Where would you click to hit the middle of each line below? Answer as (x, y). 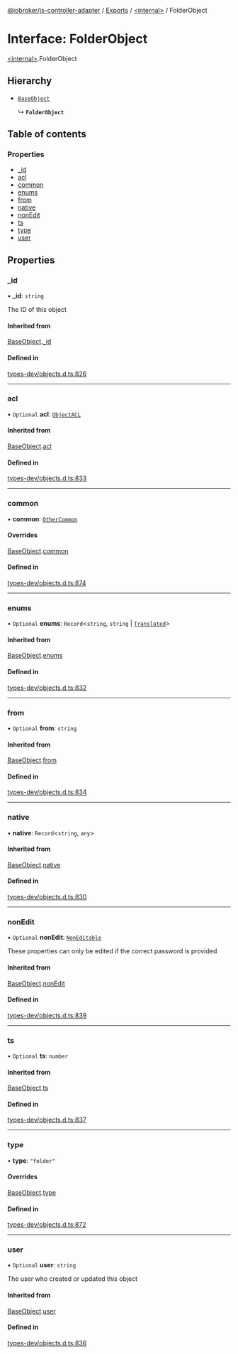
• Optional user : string (42, 1265)
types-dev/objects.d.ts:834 (47, 792)
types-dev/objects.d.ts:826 (47, 374)
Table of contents (47, 134)
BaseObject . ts (28, 1088)
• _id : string (26, 296)
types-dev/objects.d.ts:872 (47, 1225)
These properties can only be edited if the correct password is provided (112, 951)
